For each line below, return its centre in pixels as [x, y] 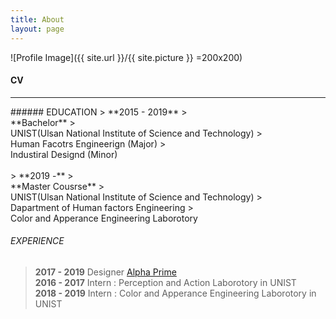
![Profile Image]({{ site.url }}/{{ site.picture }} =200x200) [126, 57]
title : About [37, 19]
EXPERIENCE [37, 241]
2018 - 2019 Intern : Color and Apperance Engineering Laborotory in [175, 293]
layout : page [37, 29]
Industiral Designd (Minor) [64, 154]
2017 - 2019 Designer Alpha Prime [105, 272]
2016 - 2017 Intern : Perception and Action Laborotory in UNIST [165, 282]
